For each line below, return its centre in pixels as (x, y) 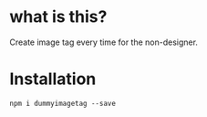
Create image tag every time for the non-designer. (104, 42)
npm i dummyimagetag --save (63, 103)
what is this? (58, 17)
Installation (53, 79)
